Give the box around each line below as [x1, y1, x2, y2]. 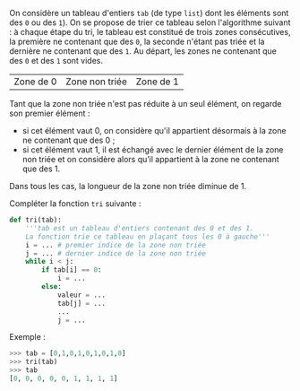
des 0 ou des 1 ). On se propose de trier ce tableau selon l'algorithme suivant [9, 17, 291, 28]
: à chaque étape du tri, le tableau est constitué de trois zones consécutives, [9, 27, 291, 37]
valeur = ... [56, 291, 106, 300]
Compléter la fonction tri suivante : [9, 198, 141, 209]
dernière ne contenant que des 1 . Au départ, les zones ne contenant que [9, 46, 278, 56]
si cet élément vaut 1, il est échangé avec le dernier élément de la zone [21, 144, 284, 155]
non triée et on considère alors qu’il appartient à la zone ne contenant [21, 154, 279, 164]
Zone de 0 [13, 75, 57, 88]
